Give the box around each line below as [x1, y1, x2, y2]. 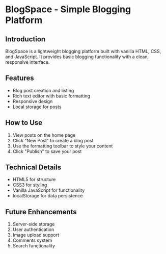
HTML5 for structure [12, 176, 56, 183]
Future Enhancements [5, 208, 77, 216]
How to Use [5, 118, 43, 127]
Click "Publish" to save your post [12, 148, 82, 154]
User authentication [12, 226, 54, 233]
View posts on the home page [12, 132, 76, 138]
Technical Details [5, 163, 62, 172]
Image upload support [12, 232, 60, 238]
